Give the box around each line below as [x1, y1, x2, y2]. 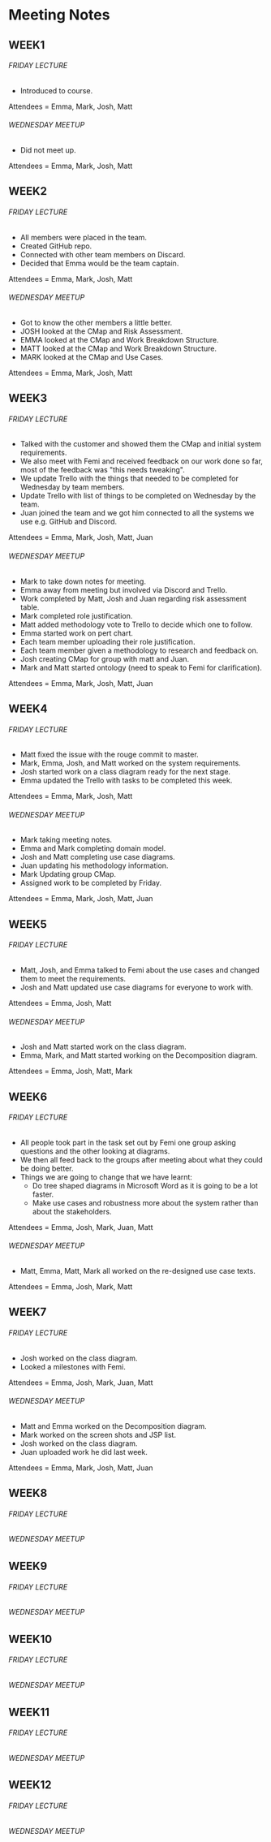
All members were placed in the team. [19, 232, 148, 242]
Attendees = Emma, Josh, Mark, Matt [8, 1281, 133, 1292]
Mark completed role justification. [19, 610, 133, 620]
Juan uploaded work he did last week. [19, 1447, 148, 1456]
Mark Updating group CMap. [19, 869, 116, 879]
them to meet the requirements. [19, 973, 127, 983]
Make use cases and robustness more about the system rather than [32, 1197, 259, 1207]
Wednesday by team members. [19, 482, 125, 492]
